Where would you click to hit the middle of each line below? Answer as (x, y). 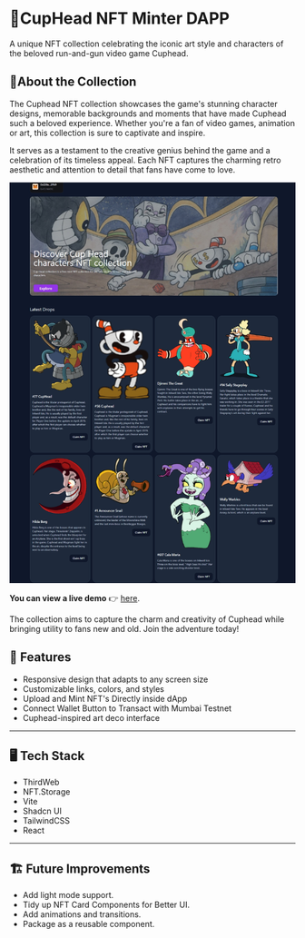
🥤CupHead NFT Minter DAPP (119, 19)
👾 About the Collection (73, 82)
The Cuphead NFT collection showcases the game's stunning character (144, 104)
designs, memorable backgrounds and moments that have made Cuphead (148, 114)
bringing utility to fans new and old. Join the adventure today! (124, 628)
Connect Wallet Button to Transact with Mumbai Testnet (127, 708)
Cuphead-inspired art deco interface (91, 717)
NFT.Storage (46, 792)
